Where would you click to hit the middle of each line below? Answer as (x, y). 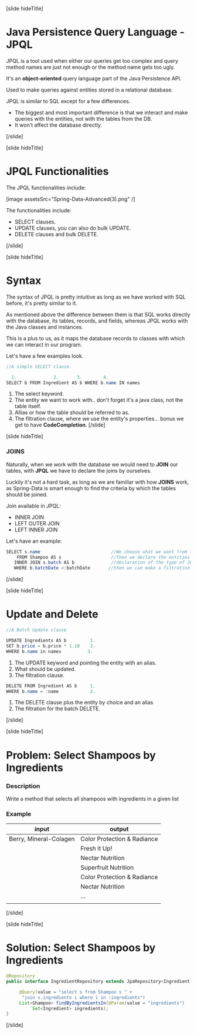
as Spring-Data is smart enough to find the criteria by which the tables (91, 488)
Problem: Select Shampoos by (81, 755)
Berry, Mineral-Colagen (42, 839)
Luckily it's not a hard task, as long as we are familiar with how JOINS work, (98, 482)
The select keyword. (39, 394)
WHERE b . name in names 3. (50, 651)
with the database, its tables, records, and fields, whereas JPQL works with (97, 321)
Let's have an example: (34, 541)
